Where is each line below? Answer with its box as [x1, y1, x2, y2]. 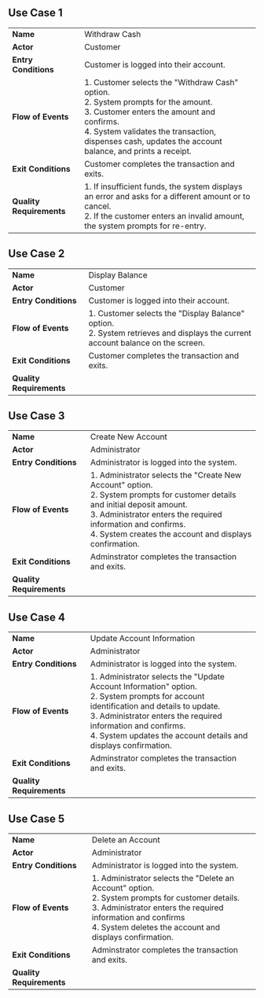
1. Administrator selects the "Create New [90, 470, 242, 481]
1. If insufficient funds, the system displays [83, 181, 243, 192]
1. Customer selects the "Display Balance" [88, 308, 245, 319]
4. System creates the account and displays [90, 528, 252, 540]
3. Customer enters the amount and [83, 106, 216, 117]
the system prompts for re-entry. [83, 220, 207, 231]
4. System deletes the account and [91, 922, 221, 933]
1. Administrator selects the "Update [90, 672, 225, 683]
